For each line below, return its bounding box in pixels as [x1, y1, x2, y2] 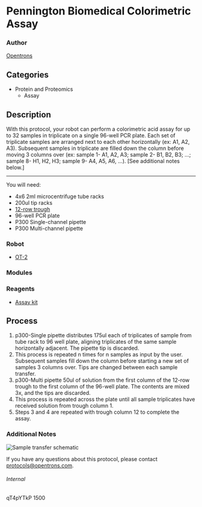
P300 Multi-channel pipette [14, 225, 83, 232]
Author [6, 39, 28, 47]
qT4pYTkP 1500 [6, 494, 46, 501]
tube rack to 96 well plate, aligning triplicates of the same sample [14, 338, 177, 346]
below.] [6, 164, 25, 171]
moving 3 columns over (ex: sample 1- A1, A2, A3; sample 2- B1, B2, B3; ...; [6, 151, 191, 158]
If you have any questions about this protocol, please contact [6, 455, 158, 462]
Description [6, 110, 51, 120]
